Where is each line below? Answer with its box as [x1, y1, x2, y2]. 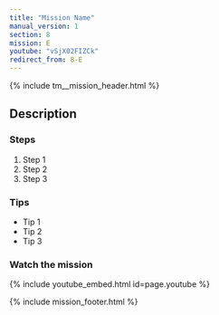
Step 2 [22, 164, 48, 175]
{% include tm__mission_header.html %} [9, 81, 160, 91]
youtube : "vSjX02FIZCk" [9, 47, 100, 56]
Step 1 [22, 154, 46, 165]
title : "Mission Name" [9, 13, 95, 23]
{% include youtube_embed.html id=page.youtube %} [9, 279, 211, 290]
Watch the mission [9, 258, 93, 271]
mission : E [9, 38, 51, 48]
